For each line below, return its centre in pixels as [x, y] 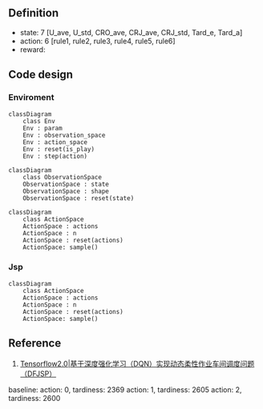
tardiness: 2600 [34, 398]
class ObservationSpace [63, 177]
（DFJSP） [38, 373]
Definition [33, 13]
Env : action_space [55, 142]
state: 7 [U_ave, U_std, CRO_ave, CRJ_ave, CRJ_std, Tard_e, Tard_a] [131, 32]
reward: [32, 49]
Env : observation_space [64, 135]
